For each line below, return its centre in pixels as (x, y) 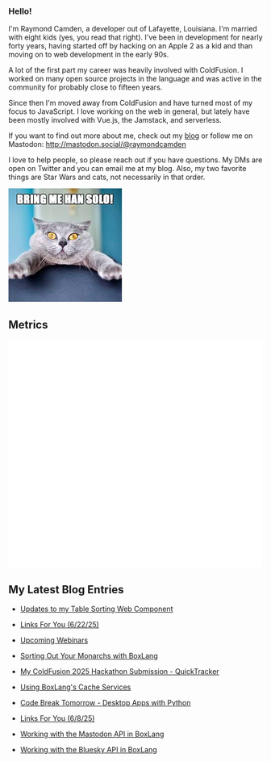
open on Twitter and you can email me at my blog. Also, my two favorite (127, 169)
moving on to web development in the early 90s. (89, 55)
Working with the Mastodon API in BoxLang (92, 734)
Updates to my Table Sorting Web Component (96, 609)
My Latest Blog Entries (66, 590)
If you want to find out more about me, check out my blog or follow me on (131, 136)
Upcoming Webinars (54, 640)
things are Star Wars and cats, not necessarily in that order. (107, 177)
